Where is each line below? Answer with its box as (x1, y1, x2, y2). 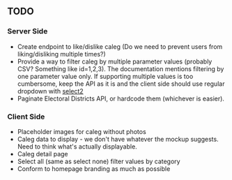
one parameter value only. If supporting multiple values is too (17, 72, 194, 80)
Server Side (7, 27, 48, 36)
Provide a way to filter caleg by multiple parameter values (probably (17, 57, 212, 66)
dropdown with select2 (17, 87, 84, 95)
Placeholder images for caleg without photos (17, 127, 146, 135)
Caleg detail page (17, 149, 68, 158)
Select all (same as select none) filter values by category (17, 157, 180, 165)
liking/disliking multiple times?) (17, 50, 106, 58)
